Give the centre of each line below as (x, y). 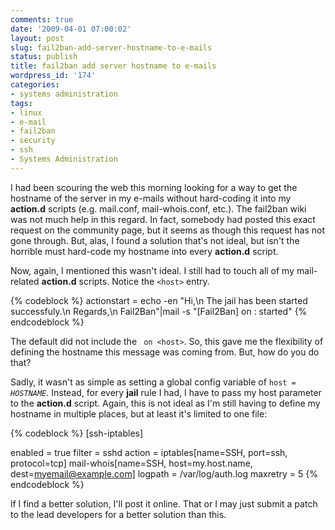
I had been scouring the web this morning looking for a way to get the (154, 187)
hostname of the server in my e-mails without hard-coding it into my (151, 198)
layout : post (37, 38)
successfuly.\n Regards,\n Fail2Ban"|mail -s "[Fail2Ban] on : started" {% (159, 311)
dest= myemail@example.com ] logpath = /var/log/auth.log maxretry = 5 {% (164, 473)
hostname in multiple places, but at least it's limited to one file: (139, 413)
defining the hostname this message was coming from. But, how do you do (165, 352)
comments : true (42, 19)
